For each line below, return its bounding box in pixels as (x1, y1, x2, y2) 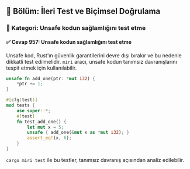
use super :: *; (16, 108, 51, 113)
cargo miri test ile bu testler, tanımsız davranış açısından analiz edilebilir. (6, 156, 184, 163)
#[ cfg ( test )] (6, 97, 38, 103)
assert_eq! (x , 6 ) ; (27, 135, 72, 141)
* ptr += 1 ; (16, 81, 43, 87)
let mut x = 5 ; (27, 124, 64, 130)
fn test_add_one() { (16, 119, 67, 125)
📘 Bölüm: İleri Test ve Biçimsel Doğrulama (6, 6, 161, 16)
